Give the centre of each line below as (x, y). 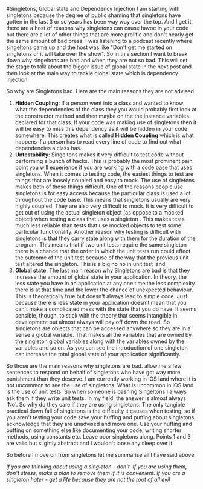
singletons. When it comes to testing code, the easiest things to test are (104, 174)
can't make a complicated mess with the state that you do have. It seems (106, 309)
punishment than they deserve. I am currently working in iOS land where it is (101, 379)
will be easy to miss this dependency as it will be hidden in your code (101, 129)
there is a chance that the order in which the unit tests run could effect (103, 251)
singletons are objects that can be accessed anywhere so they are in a (103, 328)
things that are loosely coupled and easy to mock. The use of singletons (105, 180)
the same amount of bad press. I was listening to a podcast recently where (99, 41)
